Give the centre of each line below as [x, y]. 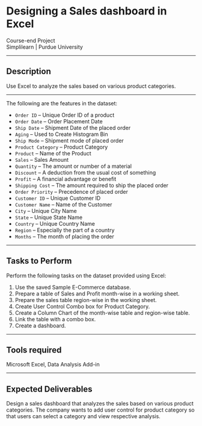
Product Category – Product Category [61, 147]
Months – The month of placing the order [64, 236]
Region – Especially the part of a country [65, 230]
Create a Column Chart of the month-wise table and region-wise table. [103, 313]
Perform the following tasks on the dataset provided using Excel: [86, 276]
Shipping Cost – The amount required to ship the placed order [92, 185]
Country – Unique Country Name [55, 223]
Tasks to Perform [39, 261]
